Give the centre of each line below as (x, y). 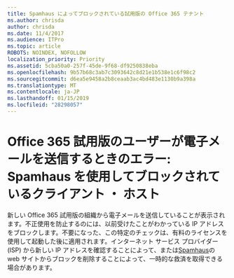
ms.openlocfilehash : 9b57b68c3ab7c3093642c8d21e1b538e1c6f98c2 (102, 72)
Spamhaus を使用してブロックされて (114, 177)
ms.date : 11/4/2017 (36, 33)
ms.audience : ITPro (36, 40)
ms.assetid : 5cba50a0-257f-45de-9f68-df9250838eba (83, 66)
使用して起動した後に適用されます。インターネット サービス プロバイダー (113, 241)
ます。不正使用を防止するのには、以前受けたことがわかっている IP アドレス (116, 223)
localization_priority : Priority (56, 60)
